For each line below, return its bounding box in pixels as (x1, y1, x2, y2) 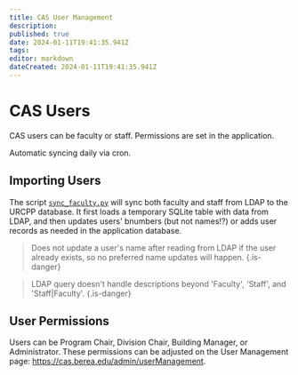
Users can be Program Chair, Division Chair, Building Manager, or (9, 337, 248, 347)
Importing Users (9, 173, 101, 188)
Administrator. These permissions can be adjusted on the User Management (9, 347, 289, 357)
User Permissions (9, 314, 109, 329)
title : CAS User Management (9, 12, 114, 22)
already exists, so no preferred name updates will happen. (30, 251, 245, 262)
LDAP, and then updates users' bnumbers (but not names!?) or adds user (9, 215, 278, 227)
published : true (9, 29, 69, 38)
